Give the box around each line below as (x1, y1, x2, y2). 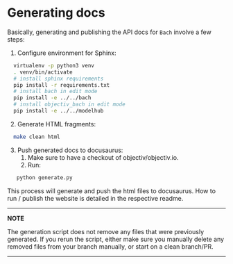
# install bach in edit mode (13, 88, 98, 95)
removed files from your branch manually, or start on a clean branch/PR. (7, 242, 214, 251)
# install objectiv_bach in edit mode (13, 101, 126, 108)
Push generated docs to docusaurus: (17, 146, 123, 154)
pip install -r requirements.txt (13, 81, 110, 88)
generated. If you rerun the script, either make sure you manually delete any (7, 235, 224, 243)
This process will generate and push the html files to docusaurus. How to (7, 186, 216, 195)
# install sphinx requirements (13, 75, 104, 82)
